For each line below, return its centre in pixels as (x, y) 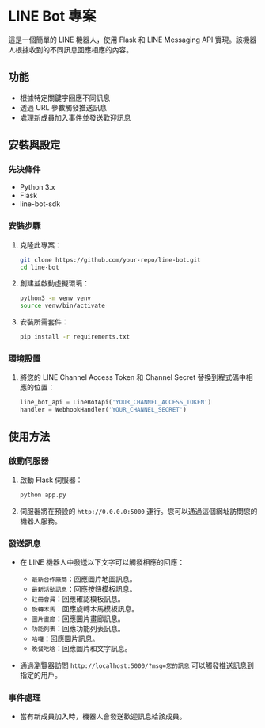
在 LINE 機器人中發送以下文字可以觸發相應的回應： (102, 562)
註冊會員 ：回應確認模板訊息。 (78, 599)
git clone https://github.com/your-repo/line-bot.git (110, 260)
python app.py (43, 495)
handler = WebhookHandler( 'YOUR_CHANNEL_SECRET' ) (103, 410)
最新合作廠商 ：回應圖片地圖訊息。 (84, 579)
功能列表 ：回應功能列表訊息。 (78, 629)
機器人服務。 (40, 521)
